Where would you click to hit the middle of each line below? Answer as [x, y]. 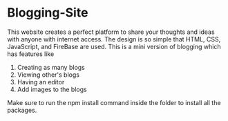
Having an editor [41, 82]
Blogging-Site [48, 13]
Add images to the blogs [52, 89]
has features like [31, 54]
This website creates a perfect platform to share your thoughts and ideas [111, 32]
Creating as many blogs [51, 67]
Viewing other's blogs [48, 75]
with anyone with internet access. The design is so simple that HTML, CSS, [114, 39]
